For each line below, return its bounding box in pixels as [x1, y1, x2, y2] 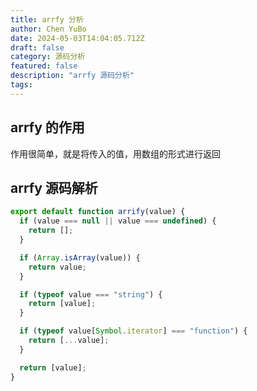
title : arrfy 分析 [10, 14, 84, 25]
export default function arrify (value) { [10, 207, 186, 217]
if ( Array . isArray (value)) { [19, 252, 141, 263]
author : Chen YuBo [10, 24, 87, 34]
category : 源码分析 [10, 52, 86, 62]
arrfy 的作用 [10, 119, 85, 136]
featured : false [10, 61, 78, 71]
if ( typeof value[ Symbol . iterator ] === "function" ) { [19, 326, 248, 336]
